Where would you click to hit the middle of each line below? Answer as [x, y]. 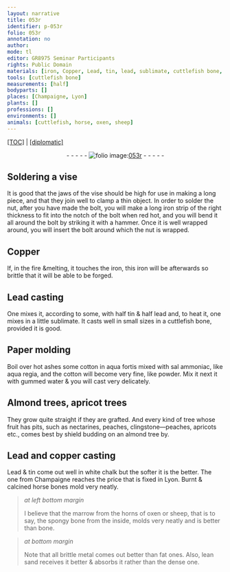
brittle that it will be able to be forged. [60, 275]
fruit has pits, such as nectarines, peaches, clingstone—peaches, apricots [112, 427]
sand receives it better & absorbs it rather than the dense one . [112, 562]
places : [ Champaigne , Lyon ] [47, 97]
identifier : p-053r [35, 26]
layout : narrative [33, 13]
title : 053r [24, 20]
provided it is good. [34, 328]
